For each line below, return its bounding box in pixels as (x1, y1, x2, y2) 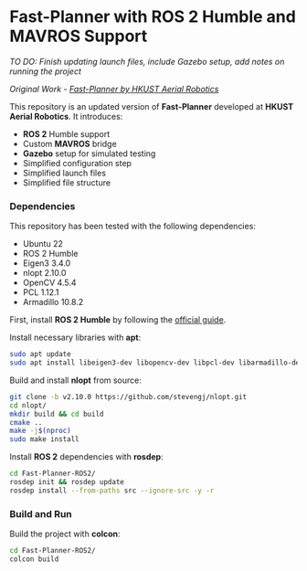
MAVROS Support (9, 26, 148, 47)
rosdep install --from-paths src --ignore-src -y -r (9, 486, 215, 495)
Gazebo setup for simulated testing (22, 148, 156, 159)
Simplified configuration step (22, 157, 132, 168)
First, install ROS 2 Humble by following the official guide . (9, 314, 227, 325)
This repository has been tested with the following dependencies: (9, 221, 256, 232)
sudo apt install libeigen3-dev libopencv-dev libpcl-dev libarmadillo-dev (9, 358, 304, 367)
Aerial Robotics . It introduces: (9, 111, 123, 122)
